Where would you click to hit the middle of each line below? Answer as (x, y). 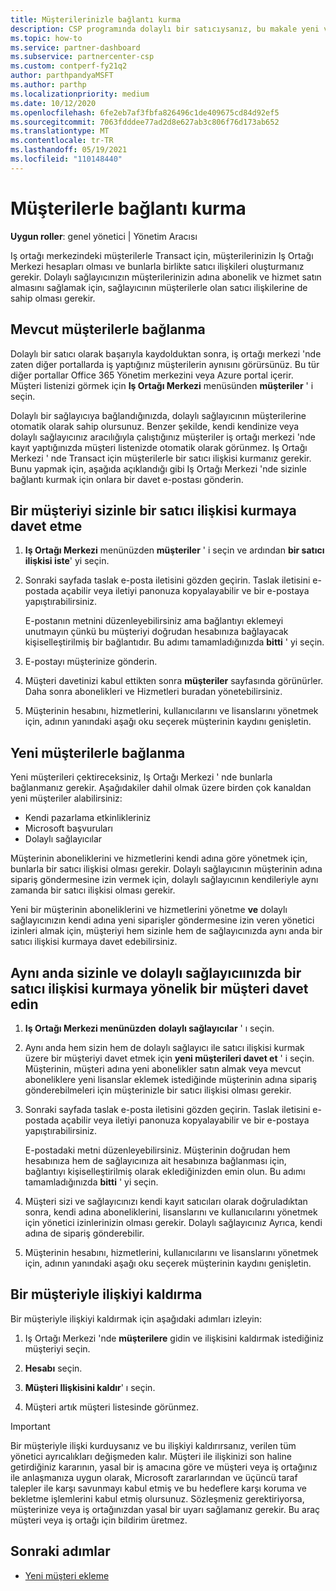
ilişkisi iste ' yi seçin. (67, 561)
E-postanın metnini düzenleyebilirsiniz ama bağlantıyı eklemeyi (154, 621)
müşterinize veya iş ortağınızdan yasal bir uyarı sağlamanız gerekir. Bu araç (165, 1509)
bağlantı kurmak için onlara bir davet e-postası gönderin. (127, 479)
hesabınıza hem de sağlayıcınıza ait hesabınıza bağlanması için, (155, 1160)
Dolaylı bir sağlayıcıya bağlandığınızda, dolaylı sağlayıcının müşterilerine (158, 415)
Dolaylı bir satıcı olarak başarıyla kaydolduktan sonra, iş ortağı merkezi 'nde (166, 353)
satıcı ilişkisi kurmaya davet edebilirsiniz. (94, 942)
